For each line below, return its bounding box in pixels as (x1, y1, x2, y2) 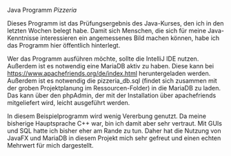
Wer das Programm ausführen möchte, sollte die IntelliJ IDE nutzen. (7, 55, 199, 63)
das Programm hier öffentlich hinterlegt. (7, 41, 121, 49)
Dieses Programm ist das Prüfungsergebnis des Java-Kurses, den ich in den (7, 19, 224, 27)
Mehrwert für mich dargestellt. (7, 142, 94, 149)
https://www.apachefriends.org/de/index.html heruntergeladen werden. (7, 69, 211, 77)
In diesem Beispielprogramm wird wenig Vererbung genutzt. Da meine (7, 112, 207, 120)
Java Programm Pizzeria (7, 6, 77, 14)
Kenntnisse (7, 34, 39, 42)
